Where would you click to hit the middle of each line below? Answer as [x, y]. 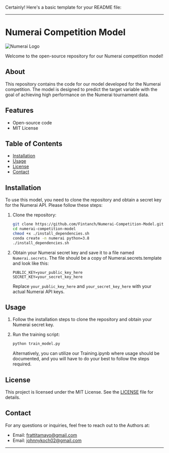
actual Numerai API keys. [38, 291]
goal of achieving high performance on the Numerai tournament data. [77, 95]
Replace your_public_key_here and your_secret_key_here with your [82, 286]
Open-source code [32, 122]
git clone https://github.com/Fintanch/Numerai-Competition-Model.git [88, 224]
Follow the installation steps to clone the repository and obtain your [82, 320]
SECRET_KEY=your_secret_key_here [48, 277]
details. [13, 398]
